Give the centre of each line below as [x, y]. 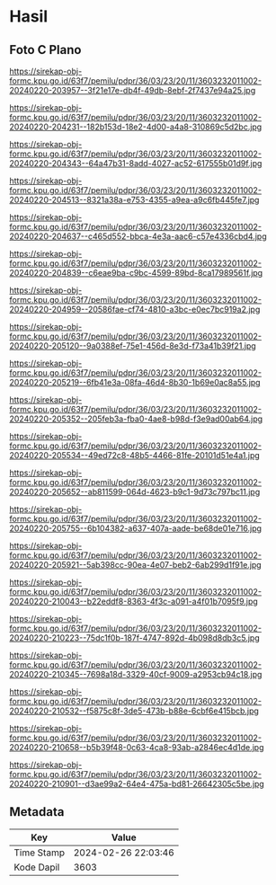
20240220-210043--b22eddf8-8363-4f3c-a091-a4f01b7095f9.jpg [134, 601]
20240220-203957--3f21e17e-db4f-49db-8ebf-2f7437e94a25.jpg [133, 90]
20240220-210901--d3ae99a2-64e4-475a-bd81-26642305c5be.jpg [137, 784]
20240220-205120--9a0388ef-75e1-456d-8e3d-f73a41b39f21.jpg [133, 346]
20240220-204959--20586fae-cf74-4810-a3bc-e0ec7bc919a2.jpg [135, 309]
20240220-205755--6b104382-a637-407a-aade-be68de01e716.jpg [136, 528]
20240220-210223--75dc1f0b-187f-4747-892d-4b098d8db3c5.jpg [134, 638]
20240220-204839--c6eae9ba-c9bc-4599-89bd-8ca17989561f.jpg [136, 273]
